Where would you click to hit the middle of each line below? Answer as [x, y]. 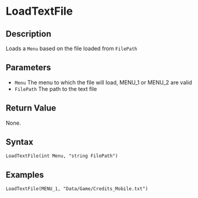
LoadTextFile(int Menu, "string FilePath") [62, 156]
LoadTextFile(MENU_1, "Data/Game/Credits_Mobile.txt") [77, 189]
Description [28, 34]
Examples [25, 174]
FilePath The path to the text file [56, 89]
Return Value [31, 108]
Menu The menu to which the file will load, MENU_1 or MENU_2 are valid [103, 82]
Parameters [28, 68]
